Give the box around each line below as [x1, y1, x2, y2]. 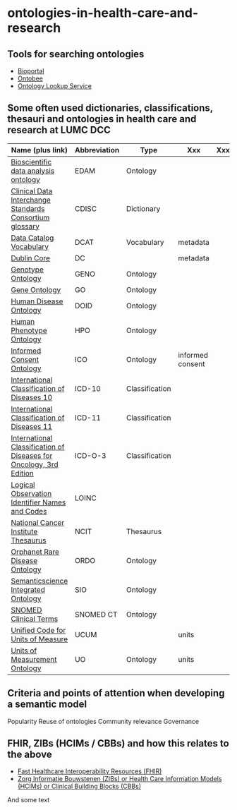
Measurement [11, 654, 57, 664]
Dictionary [126, 203, 161, 213]
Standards [11, 203, 45, 213]
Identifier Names [11, 497, 66, 507]
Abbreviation [75, 145, 120, 155]
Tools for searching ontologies [7, 48, 145, 60]
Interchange [11, 195, 51, 205]
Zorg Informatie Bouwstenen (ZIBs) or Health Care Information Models [17, 775, 222, 783]
